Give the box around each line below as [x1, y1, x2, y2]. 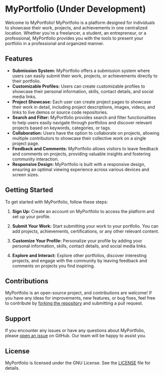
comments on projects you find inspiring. [12, 263, 95, 269]
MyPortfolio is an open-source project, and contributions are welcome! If [5, 290, 152, 296]
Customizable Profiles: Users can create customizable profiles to [12, 83, 145, 89]
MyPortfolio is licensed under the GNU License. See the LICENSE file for [5, 360, 151, 366]
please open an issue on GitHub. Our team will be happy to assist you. [5, 333, 146, 339]
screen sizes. [12, 171, 39, 177]
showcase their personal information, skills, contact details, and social [12, 88, 154, 94]
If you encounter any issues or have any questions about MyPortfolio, [5, 328, 145, 333]
